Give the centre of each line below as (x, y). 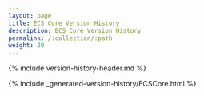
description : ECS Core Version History (75, 30)
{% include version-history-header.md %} (77, 68)
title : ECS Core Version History (64, 23)
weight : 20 (26, 46)
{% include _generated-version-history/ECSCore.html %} (103, 84)
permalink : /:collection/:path (60, 38)
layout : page (30, 16)
